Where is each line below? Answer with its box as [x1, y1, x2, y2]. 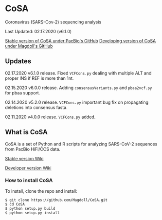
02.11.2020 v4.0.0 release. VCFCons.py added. [5, 114, 96, 120]
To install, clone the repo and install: [5, 188, 77, 194]
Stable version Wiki [5, 155, 44, 161]
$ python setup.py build [5, 206, 55, 211]
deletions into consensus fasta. [5, 104, 68, 110]
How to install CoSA [5, 177, 53, 184]
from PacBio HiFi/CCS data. [5, 146, 61, 152]
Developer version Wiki [5, 165, 52, 171]
